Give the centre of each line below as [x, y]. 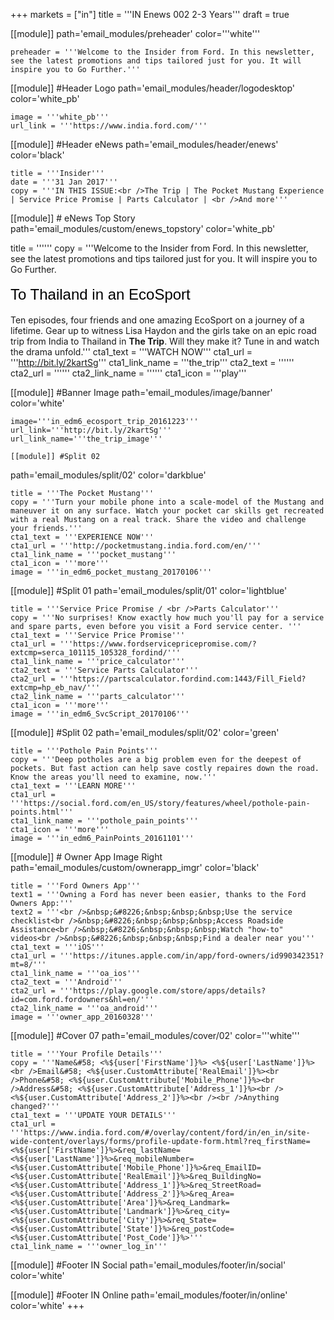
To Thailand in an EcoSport [100, 294]
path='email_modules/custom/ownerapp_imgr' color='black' [135, 867]
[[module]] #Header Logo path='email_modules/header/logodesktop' [152, 88]
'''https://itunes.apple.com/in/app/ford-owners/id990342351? [192, 956]
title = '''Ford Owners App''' [75, 886]
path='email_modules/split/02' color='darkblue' [108, 475]
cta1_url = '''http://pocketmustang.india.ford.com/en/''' [136, 546]
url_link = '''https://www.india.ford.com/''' [109, 126]
